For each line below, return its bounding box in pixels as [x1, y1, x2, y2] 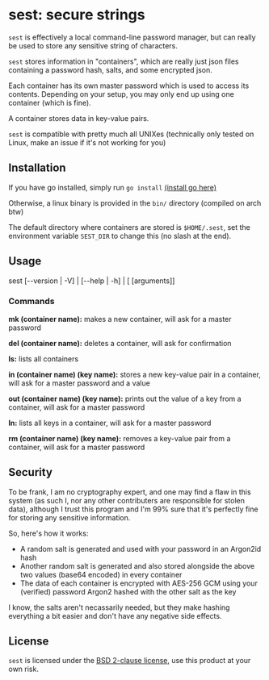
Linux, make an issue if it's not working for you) [8, 137, 166, 147]
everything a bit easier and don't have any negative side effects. [8, 611, 222, 620]
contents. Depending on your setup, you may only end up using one [8, 89, 234, 98]
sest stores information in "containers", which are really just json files [8, 56, 239, 66]
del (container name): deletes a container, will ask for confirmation [8, 338, 232, 348]
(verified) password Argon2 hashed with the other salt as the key [19, 586, 237, 596]
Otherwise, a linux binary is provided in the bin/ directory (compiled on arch [8, 198, 262, 207]
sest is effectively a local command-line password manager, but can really [8, 32, 256, 42]
